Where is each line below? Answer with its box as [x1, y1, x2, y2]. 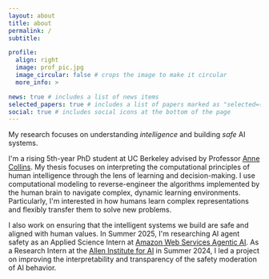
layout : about [8, 11, 56, 20]
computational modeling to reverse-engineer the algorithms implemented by [8, 180, 260, 189]
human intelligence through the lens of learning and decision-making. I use [8, 171, 256, 180]
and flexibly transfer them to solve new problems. [8, 205, 172, 215]
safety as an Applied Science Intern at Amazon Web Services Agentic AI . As [8, 237, 259, 247]
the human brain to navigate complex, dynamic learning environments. [8, 188, 241, 197]
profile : [8, 49, 38, 57]
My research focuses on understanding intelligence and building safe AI [8, 130, 246, 139]
